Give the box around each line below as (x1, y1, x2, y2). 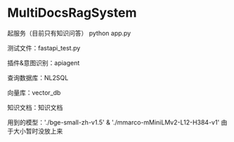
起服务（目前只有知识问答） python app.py (7, 29, 131, 37)
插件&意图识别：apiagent (7, 58, 80, 67)
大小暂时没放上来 (13, 127, 63, 135)
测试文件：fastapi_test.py (7, 43, 81, 52)
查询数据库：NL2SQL (7, 73, 69, 82)
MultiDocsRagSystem (7, 5, 137, 21)
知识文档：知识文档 (7, 103, 63, 111)
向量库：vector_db (7, 88, 61, 97)
